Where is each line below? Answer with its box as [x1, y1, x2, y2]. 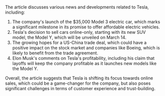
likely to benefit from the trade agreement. [12, 50, 99, 56]
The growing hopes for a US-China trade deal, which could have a [12, 40, 147, 46]
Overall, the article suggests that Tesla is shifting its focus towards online [5, 75, 154, 81]
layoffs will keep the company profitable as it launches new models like [12, 61, 157, 66]
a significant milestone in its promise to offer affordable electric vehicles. [12, 24, 160, 30]
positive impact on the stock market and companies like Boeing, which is [12, 45, 160, 50]
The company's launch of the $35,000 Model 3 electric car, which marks [12, 19, 161, 24]
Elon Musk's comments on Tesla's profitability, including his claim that [12, 55, 155, 61]
